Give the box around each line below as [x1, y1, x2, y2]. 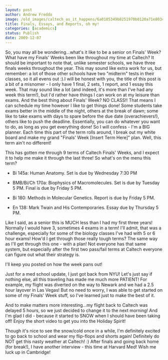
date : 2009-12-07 [5, 36, 41, 41]
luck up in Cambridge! [5, 349, 51, 355]
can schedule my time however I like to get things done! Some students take [5, 102, 162, 108]
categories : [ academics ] [5, 26, 57, 31]
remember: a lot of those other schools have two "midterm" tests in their [5, 70, 154, 76]
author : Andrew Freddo [5, 12, 52, 17]
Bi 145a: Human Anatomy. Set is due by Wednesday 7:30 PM [12, 170, 137, 176]
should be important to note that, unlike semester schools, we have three [5, 60, 155, 66]
